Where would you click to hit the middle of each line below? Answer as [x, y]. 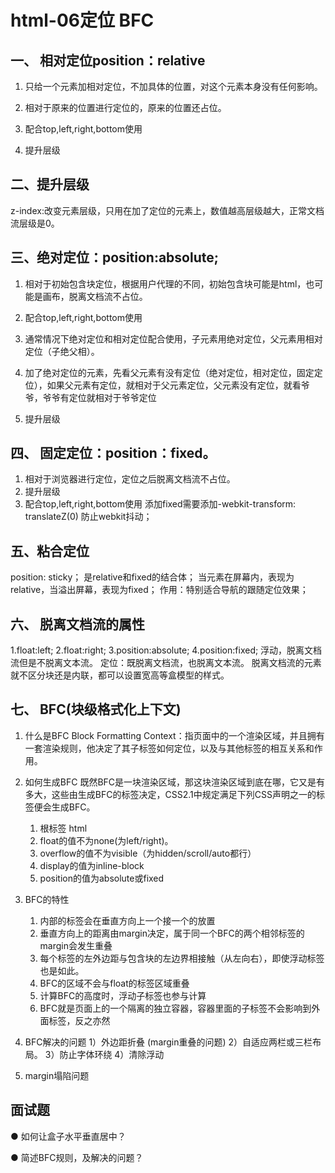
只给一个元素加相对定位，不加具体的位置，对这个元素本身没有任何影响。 [173, 86]
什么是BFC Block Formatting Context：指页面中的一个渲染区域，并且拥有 [174, 735]
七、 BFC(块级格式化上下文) [96, 709]
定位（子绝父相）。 [62, 351]
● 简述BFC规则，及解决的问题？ [77, 1157]
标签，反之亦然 [79, 1020]
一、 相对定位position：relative [108, 60]
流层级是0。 [35, 223]
